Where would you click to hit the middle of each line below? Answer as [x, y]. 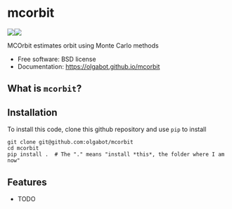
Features [27, 182]
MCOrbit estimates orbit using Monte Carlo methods [83, 45]
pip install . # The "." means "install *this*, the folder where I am [116, 155]
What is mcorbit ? [45, 89]
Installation [32, 113]
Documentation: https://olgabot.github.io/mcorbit [89, 66]
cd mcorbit [23, 149]
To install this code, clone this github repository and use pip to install [107, 129]
